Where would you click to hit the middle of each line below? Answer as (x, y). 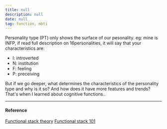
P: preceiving (26, 74)
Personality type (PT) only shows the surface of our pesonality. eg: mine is (82, 38)
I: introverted (25, 58)
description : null (24, 14)
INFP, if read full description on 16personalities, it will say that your (73, 43)
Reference (16, 110)
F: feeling (22, 69)
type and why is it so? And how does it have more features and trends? (78, 89)
